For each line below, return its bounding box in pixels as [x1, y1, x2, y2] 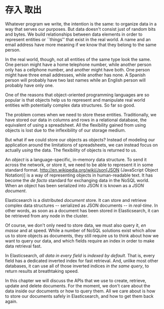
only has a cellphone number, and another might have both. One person [5, 66, 150, 72]
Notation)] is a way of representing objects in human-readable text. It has [5, 172, 153, 178]
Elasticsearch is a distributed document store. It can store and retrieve [5, 197, 147, 203]
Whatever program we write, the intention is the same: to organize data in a [5, 21, 157, 27]
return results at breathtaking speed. [5, 268, 79, 274]
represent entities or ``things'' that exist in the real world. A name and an [5, 36, 151, 42]
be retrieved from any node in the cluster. [5, 213, 89, 219]
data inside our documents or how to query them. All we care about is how [5, 288, 156, 294]
